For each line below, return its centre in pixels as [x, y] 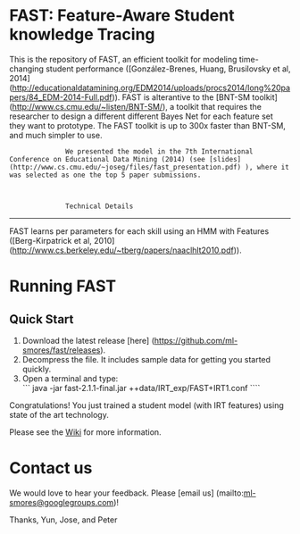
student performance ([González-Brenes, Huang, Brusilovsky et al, [168, 69]
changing [27, 69]
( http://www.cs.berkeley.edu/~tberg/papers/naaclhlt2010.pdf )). [126, 250]
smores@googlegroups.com [62, 502]
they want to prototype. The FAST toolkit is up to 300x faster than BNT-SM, [147, 125]
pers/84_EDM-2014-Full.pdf [61, 97]
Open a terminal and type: [70, 378]
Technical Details [100, 206]
